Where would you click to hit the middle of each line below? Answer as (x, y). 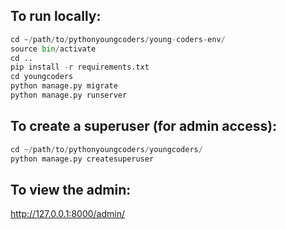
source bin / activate (53, 49)
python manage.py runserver (69, 95)
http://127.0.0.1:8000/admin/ (68, 214)
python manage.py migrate (64, 86)
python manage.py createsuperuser (82, 159)
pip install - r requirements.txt (80, 67)
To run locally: (56, 16)
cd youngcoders (42, 77)
